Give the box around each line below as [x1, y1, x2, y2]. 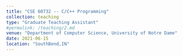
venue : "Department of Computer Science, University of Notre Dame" [6, 30, 178, 36]
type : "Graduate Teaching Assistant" [6, 19, 99, 25]
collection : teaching [6, 14, 59, 20]
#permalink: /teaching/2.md [6, 24, 75, 31]
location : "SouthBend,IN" [6, 41, 69, 47]
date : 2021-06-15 [6, 36, 49, 41]
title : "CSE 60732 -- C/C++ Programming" [6, 8, 109, 15]
